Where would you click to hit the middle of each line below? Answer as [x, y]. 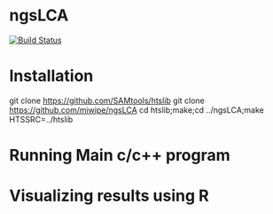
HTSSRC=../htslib [41, 119]
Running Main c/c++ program [120, 155]
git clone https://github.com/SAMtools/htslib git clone [107, 100]
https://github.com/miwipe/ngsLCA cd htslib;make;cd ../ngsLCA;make [136, 110]
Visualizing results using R [109, 196]
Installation [51, 76]
